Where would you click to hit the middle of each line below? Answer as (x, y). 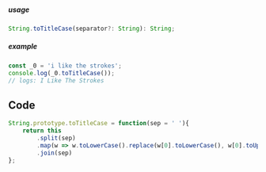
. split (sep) (57, 138)
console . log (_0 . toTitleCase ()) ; (61, 73)
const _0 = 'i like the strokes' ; (65, 66)
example (23, 47)
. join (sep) (55, 153)
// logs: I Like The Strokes (56, 80)
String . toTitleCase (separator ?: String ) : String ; (92, 29)
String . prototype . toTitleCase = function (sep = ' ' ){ (99, 124)
